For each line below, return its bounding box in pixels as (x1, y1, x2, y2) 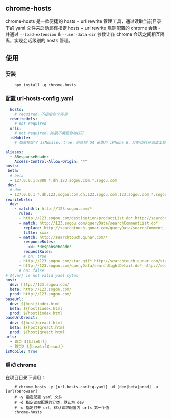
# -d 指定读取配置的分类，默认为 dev (14, 400, 84, 405)
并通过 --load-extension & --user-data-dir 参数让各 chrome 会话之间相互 (5, 31, 160, 37)
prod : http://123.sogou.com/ (10, 292, 72, 297)
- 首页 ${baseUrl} (10, 339, 47, 344)
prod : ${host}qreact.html (10, 330, 65, 335)
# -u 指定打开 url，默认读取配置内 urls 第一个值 (14, 405, 109, 410)
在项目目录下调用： (5, 374, 46, 380)
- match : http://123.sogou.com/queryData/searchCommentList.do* (18, 220, 158, 226)
